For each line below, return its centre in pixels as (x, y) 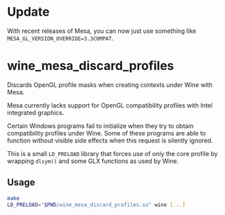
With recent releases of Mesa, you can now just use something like (102, 31)
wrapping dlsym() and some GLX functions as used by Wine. (93, 161)
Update (28, 12)
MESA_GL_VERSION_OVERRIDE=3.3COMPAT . (60, 38)
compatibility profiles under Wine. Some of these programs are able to (106, 133)
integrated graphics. (36, 112)
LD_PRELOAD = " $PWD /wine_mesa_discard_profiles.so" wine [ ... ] (96, 205)
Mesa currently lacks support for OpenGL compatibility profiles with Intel (110, 105)
